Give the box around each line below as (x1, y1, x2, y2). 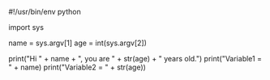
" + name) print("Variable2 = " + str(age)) (8, 62, 146, 72)
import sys (8, 23, 45, 32)
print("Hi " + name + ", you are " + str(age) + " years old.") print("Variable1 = (8, 54, 262, 63)
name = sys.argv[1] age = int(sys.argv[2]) (8, 38, 148, 48)
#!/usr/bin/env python (8, 7, 81, 16)
